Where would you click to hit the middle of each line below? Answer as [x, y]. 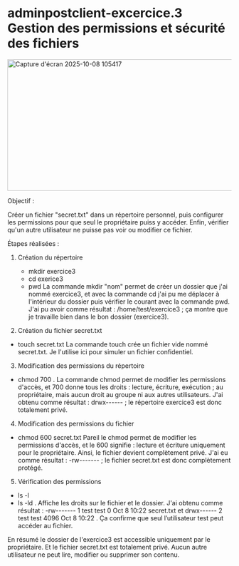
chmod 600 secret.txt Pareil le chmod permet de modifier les [107, 437]
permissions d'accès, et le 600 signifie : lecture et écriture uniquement [121, 445]
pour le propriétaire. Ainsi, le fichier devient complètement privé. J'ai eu [123, 452]
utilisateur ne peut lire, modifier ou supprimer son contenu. [94, 555]
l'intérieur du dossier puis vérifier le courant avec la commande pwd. [129, 302]
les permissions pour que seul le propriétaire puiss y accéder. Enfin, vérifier [118, 222]
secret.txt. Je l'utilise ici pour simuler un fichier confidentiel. [105, 351]
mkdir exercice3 [52, 271]
